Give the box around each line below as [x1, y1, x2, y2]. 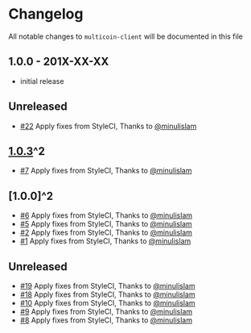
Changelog [8, 5, 84, 23]
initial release [19, 76, 64, 85]
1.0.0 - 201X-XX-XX [8, 55, 109, 69]
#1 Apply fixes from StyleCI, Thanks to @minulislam [19, 236, 191, 246]
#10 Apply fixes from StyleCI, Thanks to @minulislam [19, 298, 195, 307]
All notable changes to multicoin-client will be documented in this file [8, 31, 243, 41]
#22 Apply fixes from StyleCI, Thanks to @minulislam [19, 121, 197, 131]
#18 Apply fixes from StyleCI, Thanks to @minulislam [19, 289, 195, 299]
